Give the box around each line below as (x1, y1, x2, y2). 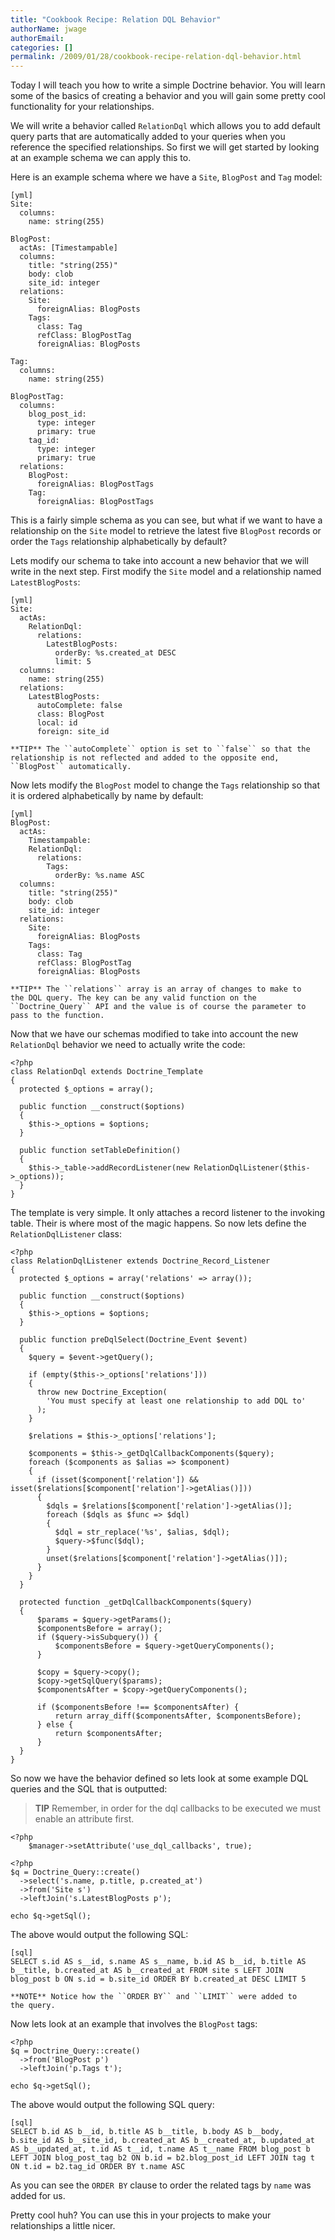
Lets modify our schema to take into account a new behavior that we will (10, 555, 309, 567)
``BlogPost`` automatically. (10, 762, 132, 772)
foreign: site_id (36, 727, 110, 737)
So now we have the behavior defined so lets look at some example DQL (10, 1772, 309, 1785)
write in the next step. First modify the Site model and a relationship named (10, 566, 322, 578)
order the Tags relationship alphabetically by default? (10, 536, 228, 548)
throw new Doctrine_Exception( (36, 1387, 168, 1398)
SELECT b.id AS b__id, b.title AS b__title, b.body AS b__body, (10, 2127, 284, 2137)
